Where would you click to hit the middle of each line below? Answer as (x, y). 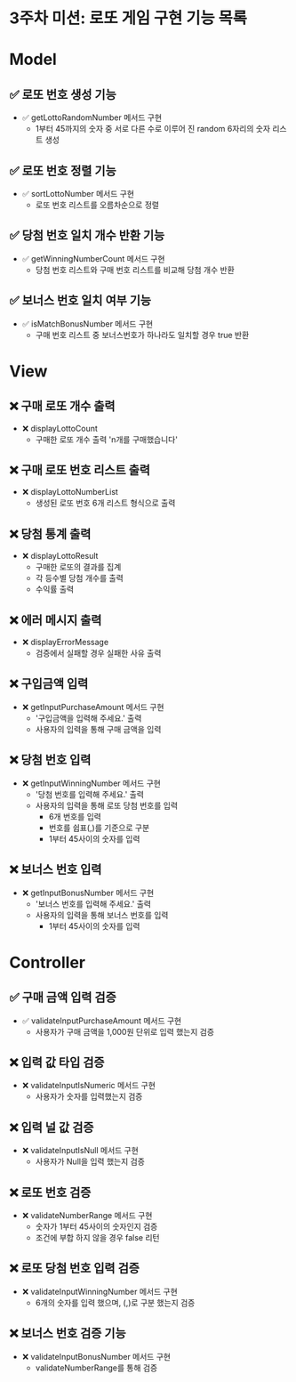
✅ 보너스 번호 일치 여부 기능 (80, 300)
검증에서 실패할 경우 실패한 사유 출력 (98, 653)
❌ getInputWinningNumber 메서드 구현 (92, 783)
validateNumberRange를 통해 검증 (96, 1368)
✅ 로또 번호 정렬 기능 (63, 170)
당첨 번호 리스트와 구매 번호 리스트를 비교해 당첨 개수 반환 (135, 270)
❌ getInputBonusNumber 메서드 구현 (88, 893)
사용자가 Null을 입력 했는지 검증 (90, 1161)
